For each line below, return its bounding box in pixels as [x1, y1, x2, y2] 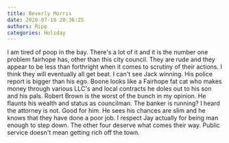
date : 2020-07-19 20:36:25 [7, 16, 84, 23]
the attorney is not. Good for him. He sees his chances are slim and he [7, 107, 206, 115]
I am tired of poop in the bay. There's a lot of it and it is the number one [7, 48, 208, 56]
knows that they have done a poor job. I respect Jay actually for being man [7, 114, 219, 122]
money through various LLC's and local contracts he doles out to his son [7, 85, 212, 93]
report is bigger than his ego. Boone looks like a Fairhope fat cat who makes [7, 77, 222, 86]
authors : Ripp [7, 23, 48, 30]
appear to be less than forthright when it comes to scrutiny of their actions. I [7, 63, 223, 71]
